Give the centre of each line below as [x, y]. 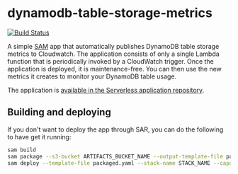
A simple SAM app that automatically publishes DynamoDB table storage [113, 46]
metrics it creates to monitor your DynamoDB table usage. [92, 76]
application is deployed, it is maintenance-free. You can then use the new [114, 69]
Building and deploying [59, 112]
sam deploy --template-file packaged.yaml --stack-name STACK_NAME [109, 163]
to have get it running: [39, 137]
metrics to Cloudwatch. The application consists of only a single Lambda [113, 54]
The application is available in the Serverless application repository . [106, 90]
